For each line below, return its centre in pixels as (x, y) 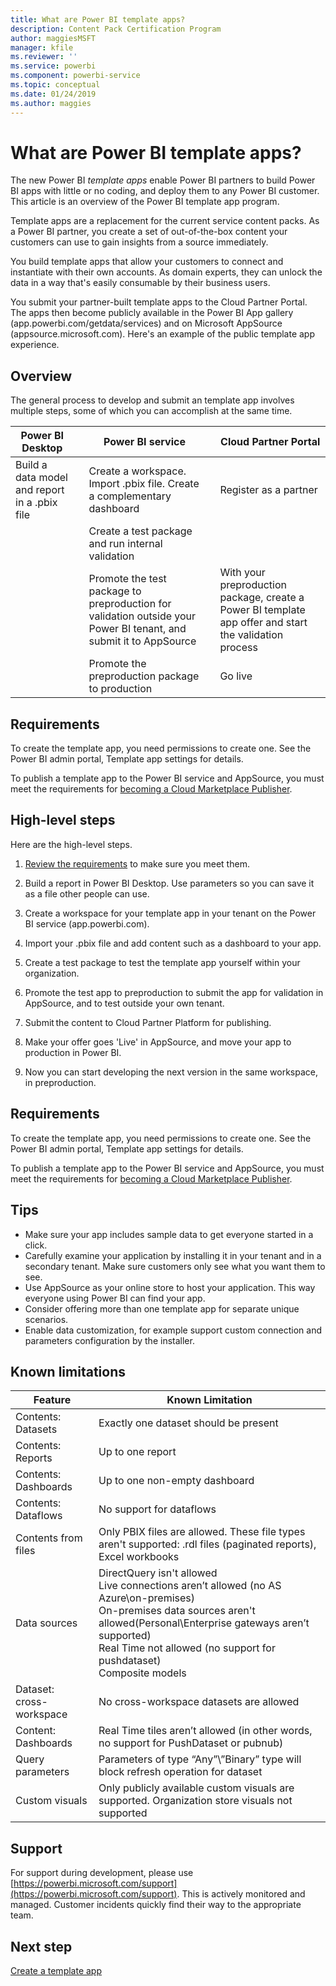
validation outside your (142, 616)
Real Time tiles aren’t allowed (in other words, (205, 1731)
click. (36, 1245)
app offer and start (263, 623)
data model (41, 478)
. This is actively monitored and (241, 1894)
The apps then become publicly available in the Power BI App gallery (152, 313)
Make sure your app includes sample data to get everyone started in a (169, 1234)
